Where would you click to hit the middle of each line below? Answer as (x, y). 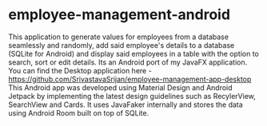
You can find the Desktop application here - (80, 70)
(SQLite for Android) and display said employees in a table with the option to (134, 53)
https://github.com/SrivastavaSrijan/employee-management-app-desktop (130, 79)
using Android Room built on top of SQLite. (79, 112)
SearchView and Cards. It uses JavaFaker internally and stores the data (126, 104)
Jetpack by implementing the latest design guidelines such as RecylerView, (132, 96)
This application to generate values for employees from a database (119, 37)
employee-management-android (119, 15)
